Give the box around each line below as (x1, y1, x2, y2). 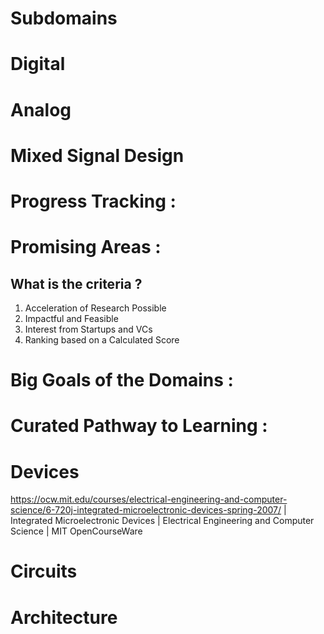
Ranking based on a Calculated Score (24, 333, 180, 346)
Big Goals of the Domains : (10, 369, 234, 392)
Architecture (10, 606, 118, 629)
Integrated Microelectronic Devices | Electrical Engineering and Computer (10, 515, 315, 527)
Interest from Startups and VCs (24, 323, 153, 335)
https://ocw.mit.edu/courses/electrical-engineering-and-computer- (10, 493, 288, 506)
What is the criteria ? (10, 275, 143, 292)
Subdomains (10, 7, 118, 30)
